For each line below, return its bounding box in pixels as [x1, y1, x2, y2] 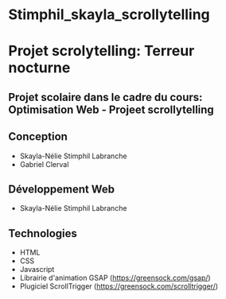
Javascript [19, 265, 55, 274]
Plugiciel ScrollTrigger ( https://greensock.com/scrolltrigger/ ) [19, 282, 219, 291]
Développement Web [8, 182, 115, 196]
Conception [8, 130, 68, 144]
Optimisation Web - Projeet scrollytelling [8, 103, 215, 116]
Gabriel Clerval [19, 159, 69, 169]
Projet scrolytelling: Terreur [8, 42, 195, 60]
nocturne [8, 59, 71, 77]
